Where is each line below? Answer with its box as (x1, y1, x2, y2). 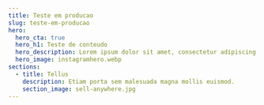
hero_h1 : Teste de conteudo (15, 41, 108, 49)
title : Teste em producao (8, 11, 93, 20)
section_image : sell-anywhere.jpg (22, 84, 136, 93)
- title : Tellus (15, 70, 69, 78)
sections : (8, 63, 41, 71)
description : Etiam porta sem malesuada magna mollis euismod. (22, 77, 236, 85)
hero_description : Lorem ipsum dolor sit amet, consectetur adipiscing (15, 48, 257, 56)
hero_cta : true (15, 33, 66, 42)
